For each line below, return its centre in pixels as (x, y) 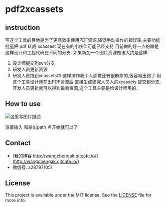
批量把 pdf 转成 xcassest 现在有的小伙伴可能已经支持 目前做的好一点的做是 (82, 46)
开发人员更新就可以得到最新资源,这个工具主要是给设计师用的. (75, 88)
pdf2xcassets (34, 9)
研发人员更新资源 (30, 69)
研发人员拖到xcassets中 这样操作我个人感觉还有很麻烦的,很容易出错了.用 (86, 75)
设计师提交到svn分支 (34, 63)
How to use (23, 104)
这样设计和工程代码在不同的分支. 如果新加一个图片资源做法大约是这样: (77, 52)
